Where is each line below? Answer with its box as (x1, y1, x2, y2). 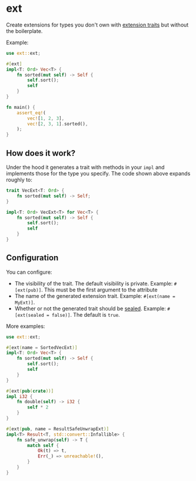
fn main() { (6, 104, 35, 110)
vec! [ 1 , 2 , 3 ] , (27, 115, 65, 121)
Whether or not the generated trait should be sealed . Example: (14, 305, 166, 312)
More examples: (6, 323, 45, 330)
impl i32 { (6, 393, 33, 399)
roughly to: (6, 176, 32, 183)
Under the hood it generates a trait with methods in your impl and (6, 164, 165, 171)
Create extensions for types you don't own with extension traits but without (6, 21, 189, 28)
